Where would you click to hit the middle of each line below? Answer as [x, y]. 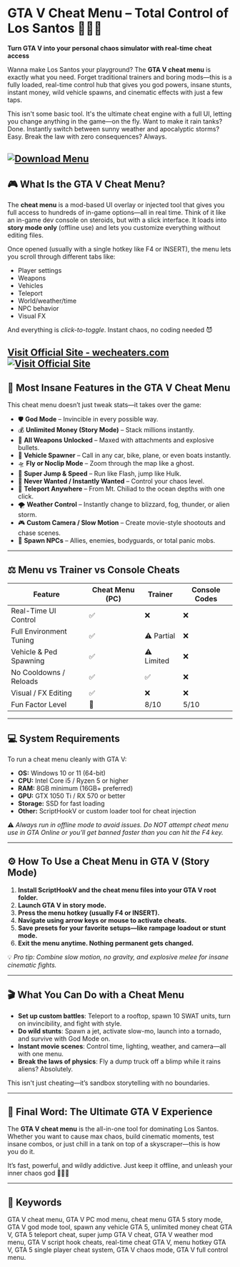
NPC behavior [38, 309]
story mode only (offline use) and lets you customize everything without [114, 228]
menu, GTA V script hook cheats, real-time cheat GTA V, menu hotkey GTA [117, 1242]
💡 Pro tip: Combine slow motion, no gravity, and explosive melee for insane [118, 957]
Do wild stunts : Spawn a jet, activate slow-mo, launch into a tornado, [119, 1031]
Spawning [28, 661]
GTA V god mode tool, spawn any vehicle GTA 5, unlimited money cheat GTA [120, 1227]
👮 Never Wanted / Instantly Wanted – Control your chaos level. [111, 481]
